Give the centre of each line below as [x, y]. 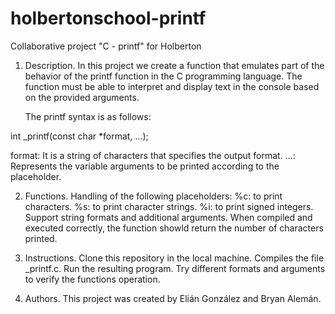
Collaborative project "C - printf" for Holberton [106, 46]
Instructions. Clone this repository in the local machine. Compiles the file [174, 258]
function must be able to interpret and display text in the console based [172, 86]
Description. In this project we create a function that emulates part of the [174, 65]
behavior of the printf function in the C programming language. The [163, 76]
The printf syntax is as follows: [88, 116]
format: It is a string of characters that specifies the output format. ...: [153, 155]
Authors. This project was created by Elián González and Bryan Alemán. [173, 298]
